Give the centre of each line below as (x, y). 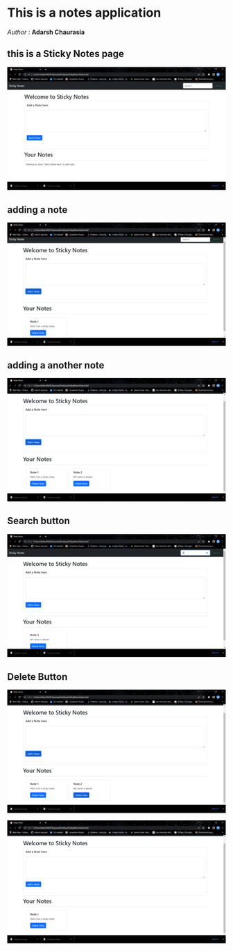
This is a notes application (84, 13)
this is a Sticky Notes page (66, 54)
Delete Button (37, 677)
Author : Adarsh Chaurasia (46, 32)
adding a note (37, 210)
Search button (39, 521)
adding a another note (56, 365)
